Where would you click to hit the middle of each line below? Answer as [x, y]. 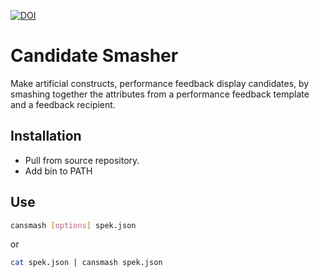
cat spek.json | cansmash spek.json [86, 263]
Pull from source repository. [82, 160]
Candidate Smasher [94, 56]
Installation [46, 136]
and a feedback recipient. [63, 104]
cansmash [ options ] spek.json [73, 225]
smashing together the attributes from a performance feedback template [160, 94]
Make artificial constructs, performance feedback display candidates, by [160, 83]
